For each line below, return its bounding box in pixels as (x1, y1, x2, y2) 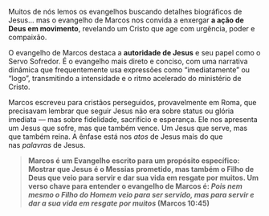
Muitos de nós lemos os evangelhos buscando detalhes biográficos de (8, 7, 243, 16)
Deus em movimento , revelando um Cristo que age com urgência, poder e (8, 24, 255, 33)
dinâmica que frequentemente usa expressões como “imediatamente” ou (8, 65, 251, 75)
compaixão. (8, 32, 47, 42)
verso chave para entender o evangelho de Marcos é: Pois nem (27, 181, 243, 191)
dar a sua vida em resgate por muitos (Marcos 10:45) (27, 198, 210, 208)
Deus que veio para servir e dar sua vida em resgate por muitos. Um (27, 173, 259, 182)
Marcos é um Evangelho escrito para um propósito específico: (27, 156, 240, 165)
